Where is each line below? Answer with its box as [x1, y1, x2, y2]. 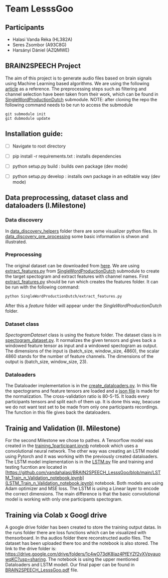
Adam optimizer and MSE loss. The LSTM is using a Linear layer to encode [5, 485, 159, 491]
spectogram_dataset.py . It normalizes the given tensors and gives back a [5, 337, 156, 343]
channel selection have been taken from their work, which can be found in [5, 91, 159, 97]
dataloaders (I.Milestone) [5, 201, 86, 210]
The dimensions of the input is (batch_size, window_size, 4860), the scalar [5, 348, 159, 354]
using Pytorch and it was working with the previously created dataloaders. [5, 454, 159, 460]
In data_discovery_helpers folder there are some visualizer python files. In [5, 228, 157, 234]
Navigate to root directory [12, 143, 66, 149]
